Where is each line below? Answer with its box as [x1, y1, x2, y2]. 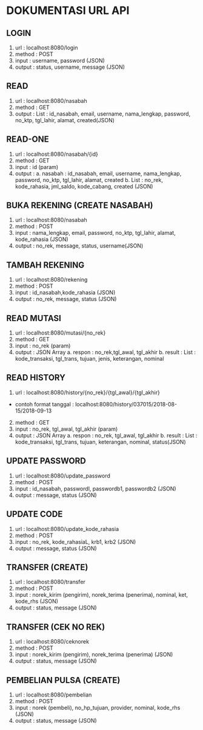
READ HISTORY [6, 372, 65, 383]
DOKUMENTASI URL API [6, 4, 130, 18]
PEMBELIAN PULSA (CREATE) [6, 675, 121, 685]
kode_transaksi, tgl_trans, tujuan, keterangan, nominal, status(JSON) [15, 438, 186, 445]
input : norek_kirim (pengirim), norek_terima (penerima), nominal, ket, [15, 591, 188, 599]
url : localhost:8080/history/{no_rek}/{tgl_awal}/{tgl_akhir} [15, 389, 161, 396]
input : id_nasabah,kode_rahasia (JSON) [15, 289, 116, 296]
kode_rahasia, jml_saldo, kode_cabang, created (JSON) [15, 182, 153, 190]
